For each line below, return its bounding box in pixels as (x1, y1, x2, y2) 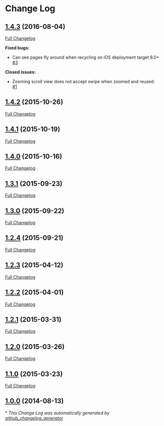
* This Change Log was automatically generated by (5, 410, 110, 416)
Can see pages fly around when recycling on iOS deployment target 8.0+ (12, 54, 160, 60)
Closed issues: (5, 69, 36, 75)
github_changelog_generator (5, 415, 64, 421)
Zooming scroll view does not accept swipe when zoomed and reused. (12, 79, 155, 84)
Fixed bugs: (5, 45, 30, 50)
